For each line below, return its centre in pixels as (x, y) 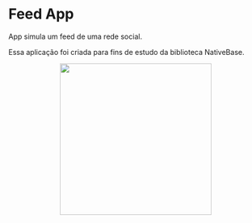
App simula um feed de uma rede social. (76, 36)
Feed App (41, 14)
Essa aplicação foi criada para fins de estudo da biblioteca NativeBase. (126, 52)
